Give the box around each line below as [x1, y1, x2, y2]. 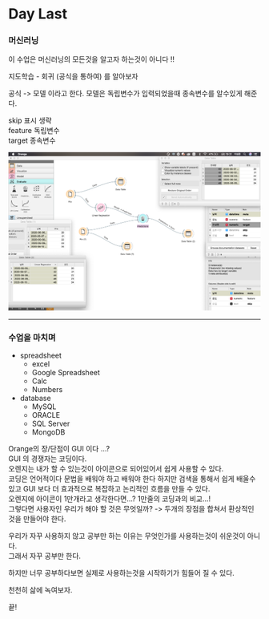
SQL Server [31, 419, 70, 429]
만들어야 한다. [22, 514, 66, 524]
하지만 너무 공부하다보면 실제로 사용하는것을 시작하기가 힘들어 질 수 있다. [8, 568, 235, 578]
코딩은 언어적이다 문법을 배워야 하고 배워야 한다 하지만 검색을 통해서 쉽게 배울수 [8, 474, 256, 483]
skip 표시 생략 [8, 115, 52, 125]
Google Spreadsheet [31, 368, 100, 378]
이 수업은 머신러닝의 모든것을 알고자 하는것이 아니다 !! [8, 55, 175, 64]
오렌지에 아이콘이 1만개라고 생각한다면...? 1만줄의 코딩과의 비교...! [8, 494, 211, 504]
